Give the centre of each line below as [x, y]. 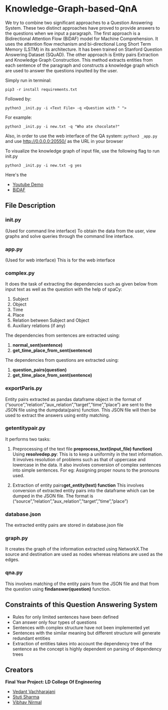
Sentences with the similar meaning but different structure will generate [86, 633]
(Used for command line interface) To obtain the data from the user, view [81, 231]
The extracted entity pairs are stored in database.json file [64, 525]
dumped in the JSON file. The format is [53, 496]
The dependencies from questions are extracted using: [62, 360]
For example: [19, 117]
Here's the [16, 175]
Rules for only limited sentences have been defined [65, 617]
